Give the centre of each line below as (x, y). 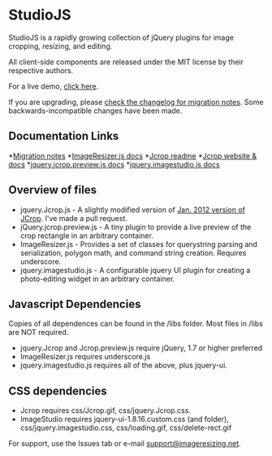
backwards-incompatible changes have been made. (95, 111)
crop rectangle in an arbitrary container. (87, 235)
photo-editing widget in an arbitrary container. (97, 279)
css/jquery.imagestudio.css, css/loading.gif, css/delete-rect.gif (126, 428)
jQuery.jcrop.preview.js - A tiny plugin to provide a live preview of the (136, 227)
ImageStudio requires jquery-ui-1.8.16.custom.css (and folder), (124, 419)
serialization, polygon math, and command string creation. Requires (133, 253)
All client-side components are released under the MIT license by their (126, 62)
